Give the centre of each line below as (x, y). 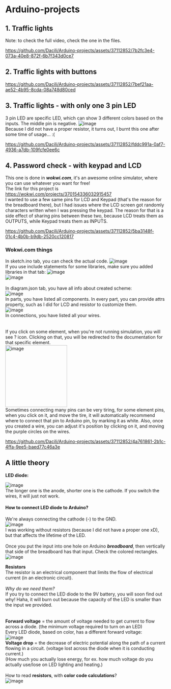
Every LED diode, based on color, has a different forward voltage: (74, 632)
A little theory (27, 463)
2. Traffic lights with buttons (51, 72)
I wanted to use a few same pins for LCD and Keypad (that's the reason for (83, 200)
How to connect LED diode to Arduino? (47, 508)
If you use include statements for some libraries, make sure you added (79, 266)
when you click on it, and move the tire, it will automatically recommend (80, 415)
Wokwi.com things (29, 250)
